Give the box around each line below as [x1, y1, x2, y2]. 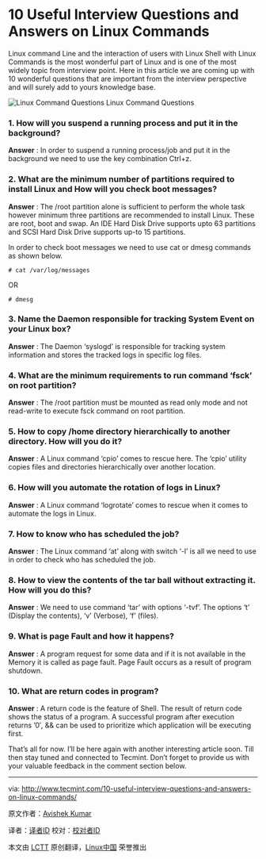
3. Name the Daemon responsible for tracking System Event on [8, 313, 255, 324]
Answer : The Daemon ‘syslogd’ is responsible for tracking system [8, 341, 226, 351]
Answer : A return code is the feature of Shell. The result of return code [8, 704, 243, 713]
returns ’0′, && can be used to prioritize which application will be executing [8, 720, 252, 730]
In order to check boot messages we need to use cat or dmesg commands [8, 242, 252, 251]
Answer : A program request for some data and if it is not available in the [8, 649, 246, 658]
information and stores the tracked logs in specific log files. [8, 350, 202, 359]
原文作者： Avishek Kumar [8, 808, 93, 818]
